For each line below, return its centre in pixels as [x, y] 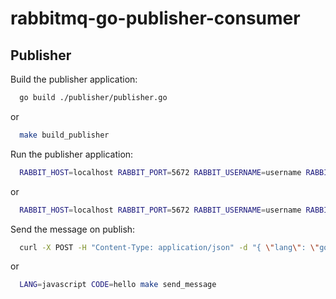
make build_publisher [64, 135]
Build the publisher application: [74, 79]
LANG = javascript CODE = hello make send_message [118, 285]
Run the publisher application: [72, 154]
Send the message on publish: [73, 229]
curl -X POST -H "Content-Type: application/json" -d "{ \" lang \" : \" [169, 247]
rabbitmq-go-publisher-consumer [155, 18]
